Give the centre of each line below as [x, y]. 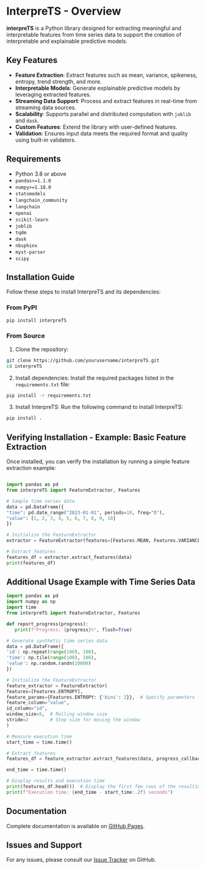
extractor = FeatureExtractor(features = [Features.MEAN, [79, 541]
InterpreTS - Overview [64, 11]
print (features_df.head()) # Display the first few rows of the [91, 787]
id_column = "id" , [27, 709]
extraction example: [31, 468]
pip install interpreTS [37, 320]
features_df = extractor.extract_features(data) [69, 557]
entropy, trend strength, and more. [58, 81]
